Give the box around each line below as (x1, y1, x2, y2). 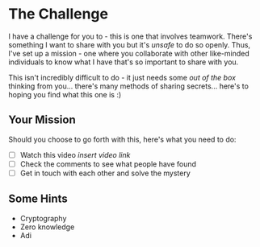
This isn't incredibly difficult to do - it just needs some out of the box (8, 72, 237, 82)
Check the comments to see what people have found (19, 158, 196, 169)
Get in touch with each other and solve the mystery (19, 168, 191, 178)
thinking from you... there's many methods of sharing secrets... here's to (8, 81, 249, 91)
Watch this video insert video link (19, 150, 131, 159)
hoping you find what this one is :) (8, 89, 122, 99)
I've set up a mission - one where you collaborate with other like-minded (8, 48, 250, 58)
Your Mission (8, 113, 76, 127)
